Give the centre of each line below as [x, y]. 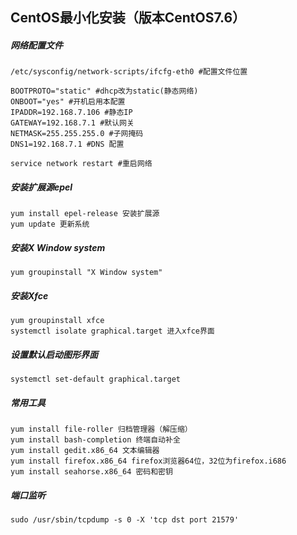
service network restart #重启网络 [81, 164]
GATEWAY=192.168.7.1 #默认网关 [72, 123]
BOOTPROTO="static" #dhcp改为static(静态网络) [104, 91]
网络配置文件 [36, 45]
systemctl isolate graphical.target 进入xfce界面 [112, 331]
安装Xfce [29, 295]
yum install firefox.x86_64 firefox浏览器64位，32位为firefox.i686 [148, 461]
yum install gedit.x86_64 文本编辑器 [85, 451]
